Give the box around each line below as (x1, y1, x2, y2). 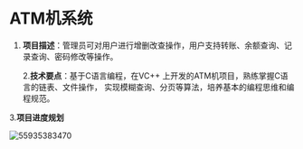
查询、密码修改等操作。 (30, 51, 118, 61)
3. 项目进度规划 (9, 112, 65, 123)
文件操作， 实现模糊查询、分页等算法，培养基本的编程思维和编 (62, 81, 295, 92)
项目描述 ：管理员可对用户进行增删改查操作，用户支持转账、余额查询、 (22, 40, 285, 51)
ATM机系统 (9, 8, 93, 29)
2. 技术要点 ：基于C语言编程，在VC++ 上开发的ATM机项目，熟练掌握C (22, 70, 280, 81)
